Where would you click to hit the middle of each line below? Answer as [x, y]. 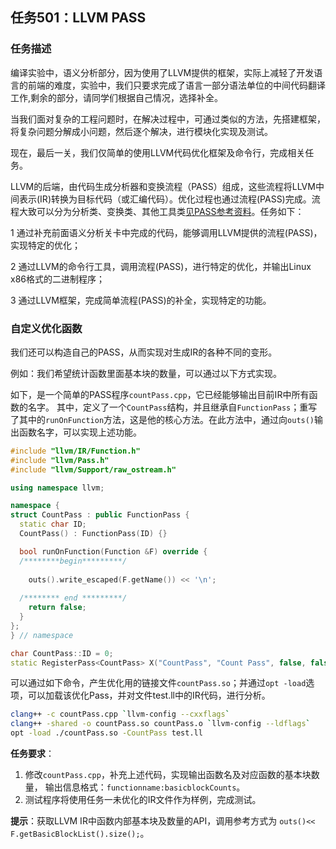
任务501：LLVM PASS [78, 18]
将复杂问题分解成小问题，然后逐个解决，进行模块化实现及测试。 [141, 131]
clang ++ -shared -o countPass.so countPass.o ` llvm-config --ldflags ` [160, 724]
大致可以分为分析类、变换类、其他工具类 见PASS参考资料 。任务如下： [161, 211]
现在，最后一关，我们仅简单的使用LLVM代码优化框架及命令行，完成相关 [158, 152]
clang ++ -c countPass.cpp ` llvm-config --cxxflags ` [120, 714]
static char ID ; [53, 524]
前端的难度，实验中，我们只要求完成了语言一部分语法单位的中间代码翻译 [176, 85]
